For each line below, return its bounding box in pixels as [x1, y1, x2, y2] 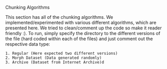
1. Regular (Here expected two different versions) [5, 51, 118, 56]
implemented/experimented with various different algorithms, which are [5, 20, 157, 25]
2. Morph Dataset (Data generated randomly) [5, 55, 102, 60]
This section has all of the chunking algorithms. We [5, 14, 114, 20]
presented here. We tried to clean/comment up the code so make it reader [5, 25, 162, 31]
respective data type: [5, 41, 50, 47]
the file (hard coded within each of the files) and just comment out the [5, 36, 153, 42]
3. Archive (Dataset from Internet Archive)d [5, 60, 104, 65]
